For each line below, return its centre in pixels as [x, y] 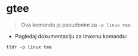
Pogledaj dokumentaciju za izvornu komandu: [71, 36]
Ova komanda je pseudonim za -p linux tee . [76, 25]
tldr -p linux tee [29, 47]
